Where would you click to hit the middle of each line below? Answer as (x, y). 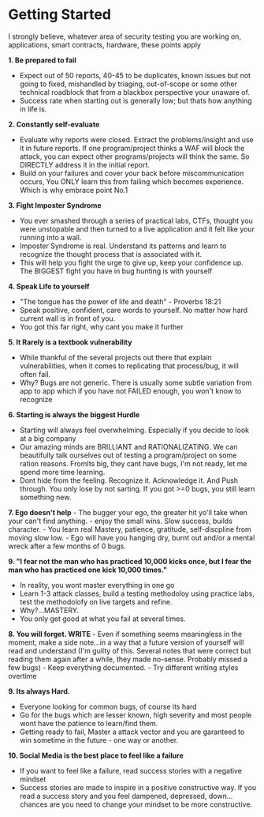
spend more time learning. (62, 472)
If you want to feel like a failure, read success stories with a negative (131, 770)
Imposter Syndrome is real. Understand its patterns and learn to (123, 246)
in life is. (33, 109)
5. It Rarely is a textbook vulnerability (70, 342)
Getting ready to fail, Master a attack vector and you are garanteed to (132, 732)
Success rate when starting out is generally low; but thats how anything (136, 100)
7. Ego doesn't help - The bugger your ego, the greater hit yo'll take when (128, 512)
